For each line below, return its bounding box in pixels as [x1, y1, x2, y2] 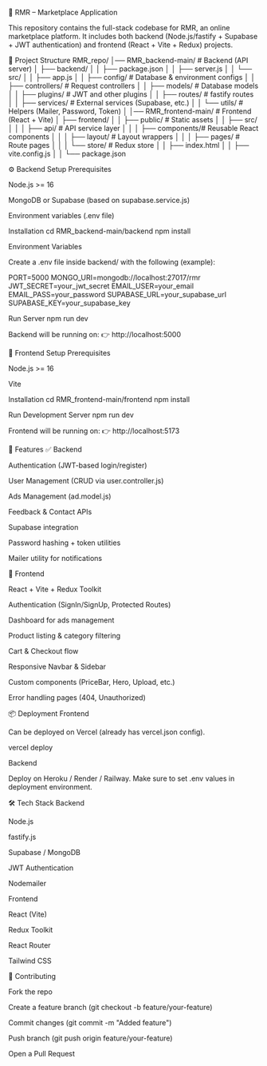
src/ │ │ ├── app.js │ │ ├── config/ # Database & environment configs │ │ [8, 73, 256, 82]
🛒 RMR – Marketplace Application [8, 8, 118, 17]
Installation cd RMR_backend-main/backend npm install [8, 226, 191, 236]
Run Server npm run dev [8, 314, 89, 323]
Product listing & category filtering [8, 631, 121, 640]
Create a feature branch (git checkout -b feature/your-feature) [8, 1003, 213, 1012]
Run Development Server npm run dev [8, 410, 134, 420]
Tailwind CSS [8, 956, 52, 965]
